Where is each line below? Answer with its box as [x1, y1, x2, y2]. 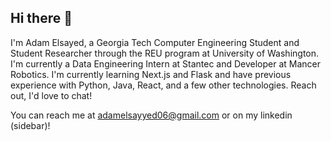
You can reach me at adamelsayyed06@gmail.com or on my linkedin [10, 109, 293, 121]
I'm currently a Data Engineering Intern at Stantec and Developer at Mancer [10, 57, 322, 70]
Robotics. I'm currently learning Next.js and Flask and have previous [10, 68, 292, 80]
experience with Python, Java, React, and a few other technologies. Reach [10, 79, 317, 91]
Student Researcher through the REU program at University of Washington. [10, 47, 320, 59]
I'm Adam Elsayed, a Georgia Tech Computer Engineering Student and [10, 36, 300, 48]
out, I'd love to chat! [10, 89, 93, 101]
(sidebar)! [10, 119, 51, 131]
